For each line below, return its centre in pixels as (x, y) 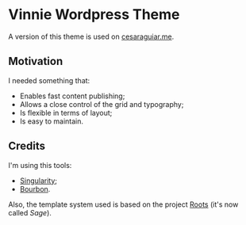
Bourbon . (35, 189)
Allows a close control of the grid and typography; (102, 104)
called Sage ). (30, 212)
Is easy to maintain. (52, 121)
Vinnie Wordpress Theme (94, 15)
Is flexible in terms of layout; (66, 113)
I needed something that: (49, 80)
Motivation (36, 61)
